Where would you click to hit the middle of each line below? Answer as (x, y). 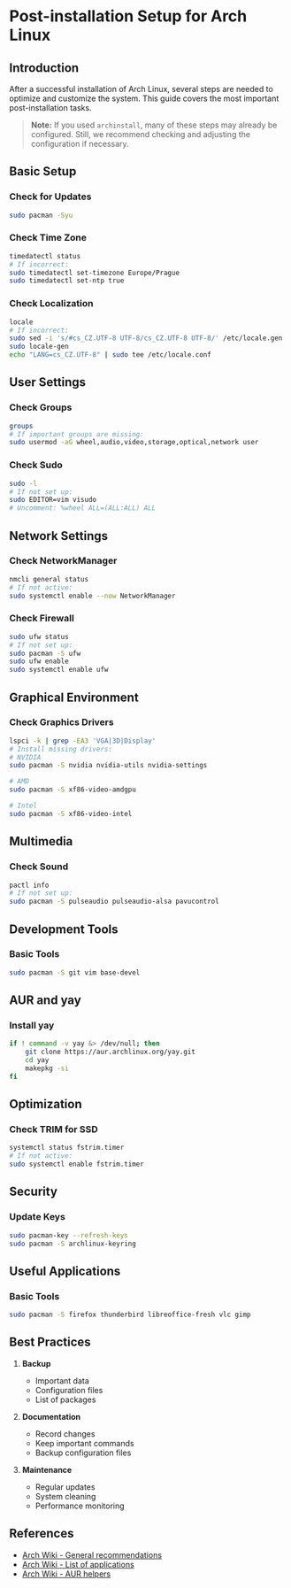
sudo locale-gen (39, 347)
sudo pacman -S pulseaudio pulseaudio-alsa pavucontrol (114, 902)
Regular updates (65, 1487)
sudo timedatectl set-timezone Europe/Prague (94, 273)
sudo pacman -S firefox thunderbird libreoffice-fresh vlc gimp (130, 1315)
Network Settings (59, 536)
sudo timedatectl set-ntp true (67, 281)
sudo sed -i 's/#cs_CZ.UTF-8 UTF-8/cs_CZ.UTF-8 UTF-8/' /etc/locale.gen (146, 338)
